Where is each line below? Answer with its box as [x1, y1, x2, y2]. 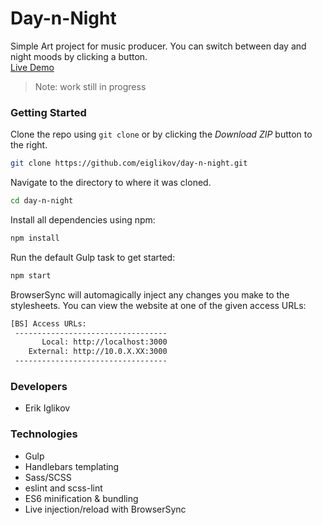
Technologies [10, 427, 78, 441]
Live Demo [10, 61, 55, 73]
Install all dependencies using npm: [10, 213, 156, 226]
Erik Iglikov [24, 402, 71, 414]
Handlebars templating [24, 460, 120, 472]
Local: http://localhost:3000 [41, 337, 168, 347]
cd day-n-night [10, 196, 74, 206]
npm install [10, 233, 60, 243]
